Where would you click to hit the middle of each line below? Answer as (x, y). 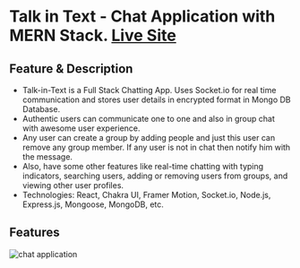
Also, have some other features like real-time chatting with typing (143, 166)
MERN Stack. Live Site (93, 35)
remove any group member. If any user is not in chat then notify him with (156, 147)
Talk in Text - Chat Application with (142, 17)
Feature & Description (71, 69)
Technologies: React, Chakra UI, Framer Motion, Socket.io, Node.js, (146, 195)
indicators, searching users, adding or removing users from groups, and (155, 176)
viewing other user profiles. (73, 185)
